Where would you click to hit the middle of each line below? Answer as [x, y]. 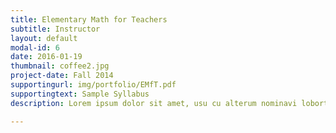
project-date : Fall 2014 [62, 76]
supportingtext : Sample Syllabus [80, 94]
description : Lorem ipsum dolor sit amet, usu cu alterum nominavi [154, 103]
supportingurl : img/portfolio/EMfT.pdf [93, 85]
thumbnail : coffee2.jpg [60, 66]
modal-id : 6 [35, 47]
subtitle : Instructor [55, 29]
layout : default [44, 38]
